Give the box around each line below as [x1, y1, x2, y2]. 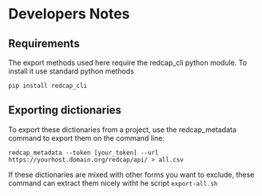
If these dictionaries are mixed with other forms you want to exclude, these [8, 170, 255, 179]
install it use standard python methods [8, 66, 134, 76]
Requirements [8, 37, 80, 50]
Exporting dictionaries [8, 103, 122, 117]
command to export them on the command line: [8, 133, 165, 142]
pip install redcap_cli [8, 82, 88, 90]
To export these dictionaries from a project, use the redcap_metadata [8, 125, 237, 134]
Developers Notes [8, 5, 130, 23]
